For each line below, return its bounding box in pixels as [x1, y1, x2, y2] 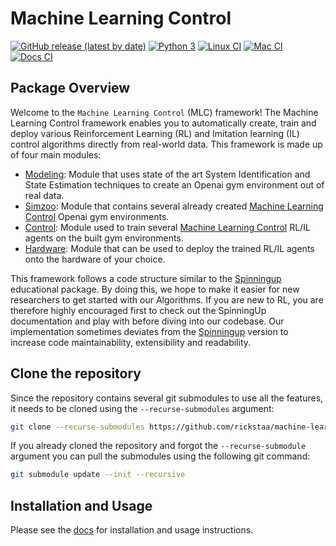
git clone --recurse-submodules [10, 422, 145, 432]
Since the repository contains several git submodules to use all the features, [10, 392, 324, 404]
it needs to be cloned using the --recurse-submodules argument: [10, 402, 275, 414]
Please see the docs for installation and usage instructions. [10, 524, 254, 536]
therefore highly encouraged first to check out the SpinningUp [10, 304, 267, 316]
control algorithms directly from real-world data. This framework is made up [10, 138, 323, 150]
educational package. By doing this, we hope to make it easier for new [10, 283, 300, 295]
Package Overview [10, 80, 131, 97]
